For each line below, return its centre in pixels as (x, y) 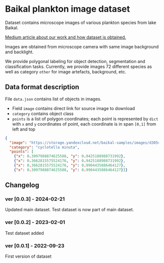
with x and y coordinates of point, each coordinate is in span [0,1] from (84, 124)
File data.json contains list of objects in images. (53, 99)
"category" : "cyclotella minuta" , (44, 147)
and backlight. (20, 52)
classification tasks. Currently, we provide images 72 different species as (79, 66)
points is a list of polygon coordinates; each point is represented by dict (85, 119)
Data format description (42, 87)
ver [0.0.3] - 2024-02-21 (35, 199)
